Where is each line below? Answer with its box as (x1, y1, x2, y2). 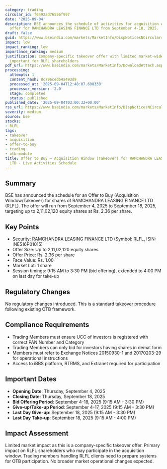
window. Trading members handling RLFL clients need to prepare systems (5, 453, 157, 459)
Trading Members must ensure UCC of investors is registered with (12, 334, 148, 340)
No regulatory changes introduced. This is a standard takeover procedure (5, 301, 156, 307)
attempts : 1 (9, 72, 35, 77)
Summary (5, 179, 36, 187)
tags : (5, 128, 16, 133)
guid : (5, 35, 16, 40)
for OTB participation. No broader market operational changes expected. (5, 458, 154, 465)
